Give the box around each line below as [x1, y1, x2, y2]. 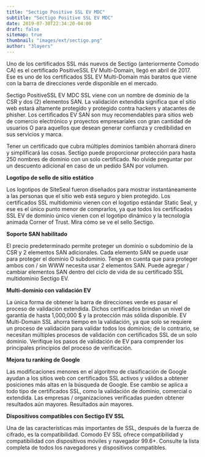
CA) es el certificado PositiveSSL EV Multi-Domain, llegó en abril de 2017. [6, 66, 192, 74]
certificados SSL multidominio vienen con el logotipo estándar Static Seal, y [6, 199, 198, 206]
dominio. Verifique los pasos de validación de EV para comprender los [6, 337, 184, 345]
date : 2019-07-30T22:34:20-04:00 [6, 20, 92, 26]
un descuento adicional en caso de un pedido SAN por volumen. [6, 162, 169, 169]
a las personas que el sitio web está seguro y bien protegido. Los [6, 192, 171, 199]
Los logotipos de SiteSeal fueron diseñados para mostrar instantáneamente [6, 185, 197, 193]
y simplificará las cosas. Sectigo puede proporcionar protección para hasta [6, 148, 196, 156]
